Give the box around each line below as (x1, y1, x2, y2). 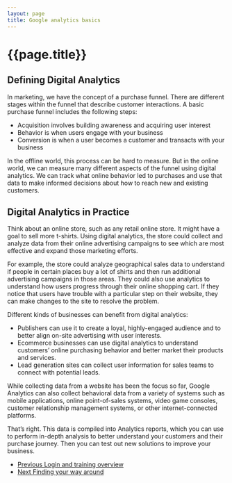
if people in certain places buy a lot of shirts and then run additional (7, 268, 201, 276)
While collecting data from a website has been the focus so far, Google (7, 382, 210, 390)
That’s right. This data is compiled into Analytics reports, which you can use (7, 425, 224, 433)
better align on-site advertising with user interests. (17, 331, 162, 340)
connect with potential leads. (17, 368, 101, 377)
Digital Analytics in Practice (7, 206, 130, 218)
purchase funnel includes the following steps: (7, 107, 138, 115)
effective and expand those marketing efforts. (7, 247, 138, 255)
